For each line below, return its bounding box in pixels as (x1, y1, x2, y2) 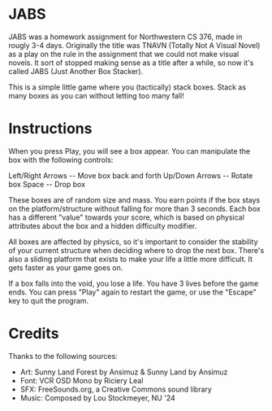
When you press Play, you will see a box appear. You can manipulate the (8, 146, 251, 155)
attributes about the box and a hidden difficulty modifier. (8, 221, 197, 230)
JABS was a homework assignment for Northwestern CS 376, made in (8, 32, 243, 42)
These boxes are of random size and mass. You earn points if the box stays (8, 195, 261, 204)
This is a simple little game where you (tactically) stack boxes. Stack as (8, 82, 246, 92)
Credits (8, 325, 59, 343)
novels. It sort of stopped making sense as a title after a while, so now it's (8, 58, 254, 68)
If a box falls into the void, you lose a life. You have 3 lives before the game (8, 278, 259, 288)
